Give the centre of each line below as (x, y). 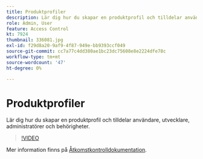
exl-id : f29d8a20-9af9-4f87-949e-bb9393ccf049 (66, 46)
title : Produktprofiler (36, 12)
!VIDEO (30, 138)
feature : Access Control (37, 29)
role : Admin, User (29, 23)
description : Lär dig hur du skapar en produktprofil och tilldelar (94, 18)
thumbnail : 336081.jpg (35, 40)
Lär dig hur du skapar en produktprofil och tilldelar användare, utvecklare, (98, 120)
